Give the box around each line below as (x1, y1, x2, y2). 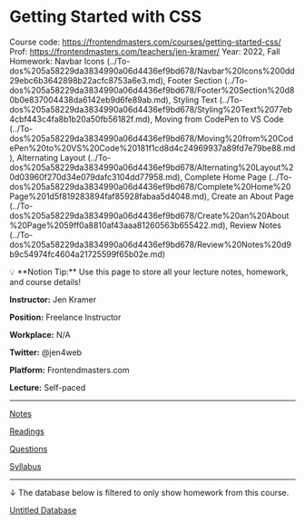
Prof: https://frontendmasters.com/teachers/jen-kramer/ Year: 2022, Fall (9, 45, 280, 56)
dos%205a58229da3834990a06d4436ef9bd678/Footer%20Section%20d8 (9, 84, 295, 95)
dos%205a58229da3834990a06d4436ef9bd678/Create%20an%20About (9, 210, 290, 221)
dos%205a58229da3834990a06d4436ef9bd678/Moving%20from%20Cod (9, 133, 293, 143)
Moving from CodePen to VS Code (153, 114, 284, 124)
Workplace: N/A (9, 329, 71, 340)
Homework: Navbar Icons (9, 55, 105, 66)
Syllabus (9, 460, 42, 471)
